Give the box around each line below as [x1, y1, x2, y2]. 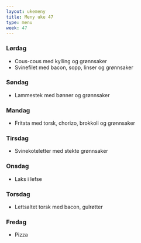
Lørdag [6, 45, 27, 53]
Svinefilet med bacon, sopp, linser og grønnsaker [14, 64, 133, 71]
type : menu [6, 19, 33, 25]
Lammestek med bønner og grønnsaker [14, 91, 110, 98]
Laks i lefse [14, 175, 42, 182]
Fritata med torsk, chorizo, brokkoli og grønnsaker [14, 119, 136, 126]
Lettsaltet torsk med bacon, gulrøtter [14, 203, 104, 211]
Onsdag [6, 162, 29, 170]
